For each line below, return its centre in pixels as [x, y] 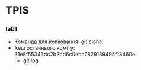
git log [31, 61]
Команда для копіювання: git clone [58, 42]
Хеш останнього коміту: [44, 48]
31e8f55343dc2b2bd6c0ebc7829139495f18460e [75, 55]
